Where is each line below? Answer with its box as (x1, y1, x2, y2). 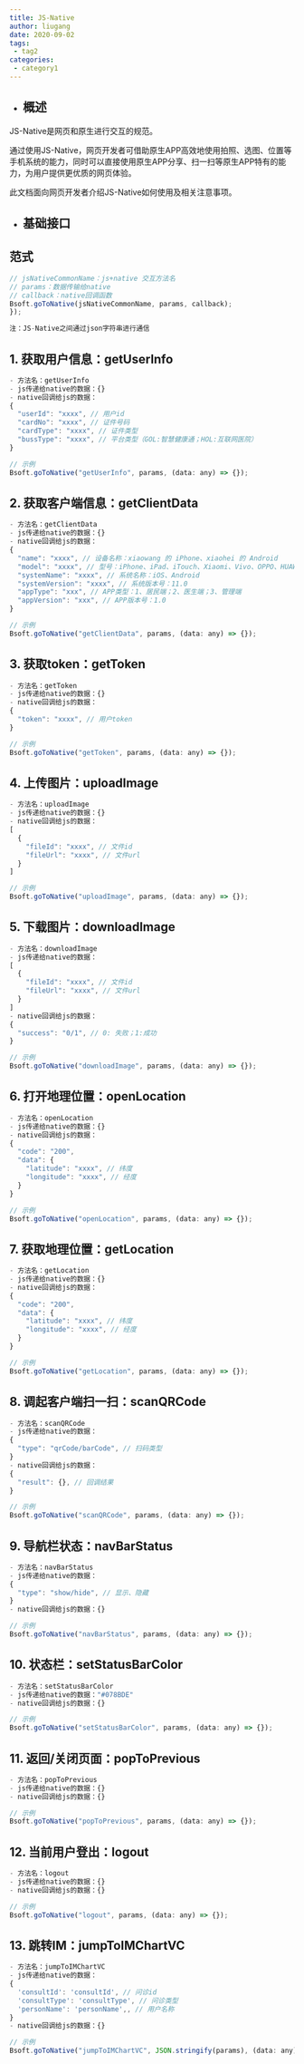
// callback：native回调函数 (9, 291, 113, 300)
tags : (9, 38, 30, 48)
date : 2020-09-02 (9, 30, 75, 39)
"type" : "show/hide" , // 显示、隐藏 (17, 1588, 149, 1597)
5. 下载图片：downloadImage (9, 919, 176, 935)
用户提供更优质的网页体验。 (33, 167, 137, 178)
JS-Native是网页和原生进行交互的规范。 (9, 125, 158, 136)
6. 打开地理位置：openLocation (9, 1089, 186, 1104)
